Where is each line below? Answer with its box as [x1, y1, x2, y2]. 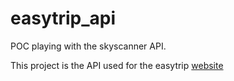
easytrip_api [10, 7, 117, 30]
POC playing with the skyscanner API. [10, 40, 167, 52]
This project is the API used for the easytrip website [10, 59, 224, 71]
